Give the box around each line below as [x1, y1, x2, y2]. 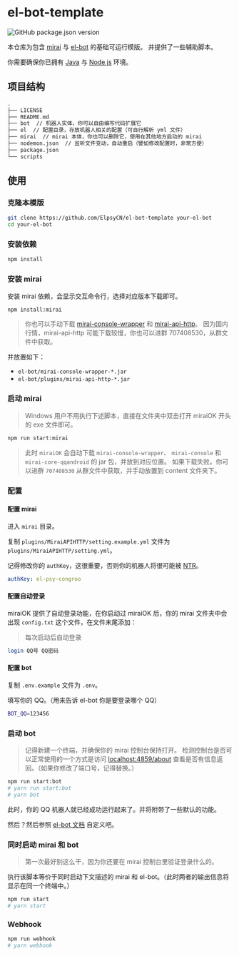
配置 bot [7, 663, 32, 672]
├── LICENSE [7, 106, 43, 114]
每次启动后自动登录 [24, 633, 82, 641]
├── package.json [7, 146, 59, 153]
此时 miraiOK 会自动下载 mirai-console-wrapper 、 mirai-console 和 [24, 448, 222, 457]
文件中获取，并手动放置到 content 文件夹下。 [88, 466, 221, 474]
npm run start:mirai [7, 434, 69, 442]
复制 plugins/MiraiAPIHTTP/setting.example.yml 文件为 [7, 537, 171, 546]
